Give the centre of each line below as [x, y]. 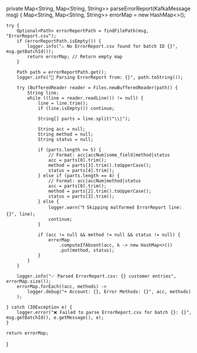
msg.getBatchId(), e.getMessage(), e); [55, 318]
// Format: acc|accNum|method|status [95, 181]
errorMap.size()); [29, 281]
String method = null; [65, 134]
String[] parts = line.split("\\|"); [84, 119]
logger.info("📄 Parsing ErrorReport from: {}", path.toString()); [100, 77]
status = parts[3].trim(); [81, 196]
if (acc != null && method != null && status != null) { [109, 235]
